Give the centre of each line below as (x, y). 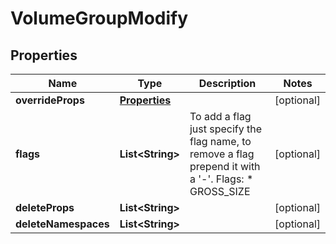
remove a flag (222, 154)
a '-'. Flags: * (221, 179)
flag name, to (220, 141)
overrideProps (50, 100)
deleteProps (45, 207)
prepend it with (225, 166)
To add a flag (220, 116)
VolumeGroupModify (99, 18)
